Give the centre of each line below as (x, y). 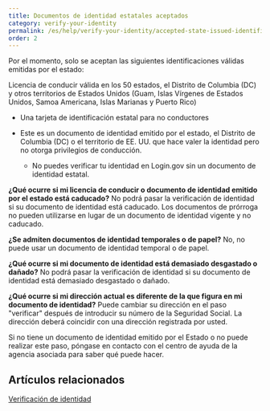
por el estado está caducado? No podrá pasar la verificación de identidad (131, 198)
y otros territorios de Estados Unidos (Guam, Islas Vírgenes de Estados (126, 94)
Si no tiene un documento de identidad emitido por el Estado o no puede (128, 337)
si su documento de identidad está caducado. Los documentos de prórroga (133, 207)
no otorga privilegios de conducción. (81, 150)
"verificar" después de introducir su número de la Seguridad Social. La (125, 313)
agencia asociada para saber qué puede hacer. (86, 355)
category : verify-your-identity (62, 23)
